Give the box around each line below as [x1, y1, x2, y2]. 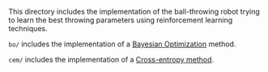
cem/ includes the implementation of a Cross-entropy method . [8, 55, 215, 64]
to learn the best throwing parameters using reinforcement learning [8, 15, 233, 25]
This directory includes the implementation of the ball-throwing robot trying [8, 7, 261, 16]
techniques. [8, 24, 48, 33]
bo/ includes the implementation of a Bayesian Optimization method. [8, 39, 236, 49]
